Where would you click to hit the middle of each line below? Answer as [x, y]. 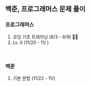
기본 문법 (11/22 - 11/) [34, 78]
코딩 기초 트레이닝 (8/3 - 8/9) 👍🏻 [45, 36]
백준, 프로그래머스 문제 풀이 [46, 9]
